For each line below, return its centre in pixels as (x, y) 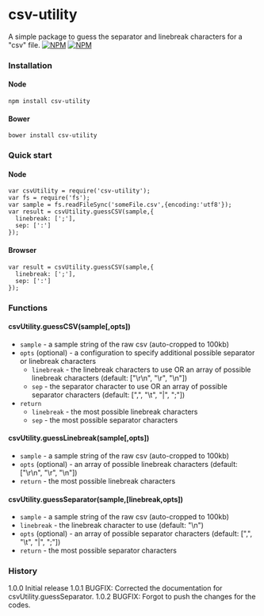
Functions (28, 308)
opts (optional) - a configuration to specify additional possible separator (137, 352)
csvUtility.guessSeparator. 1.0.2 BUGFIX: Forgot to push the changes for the (132, 597)
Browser (23, 250)
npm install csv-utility (49, 101)
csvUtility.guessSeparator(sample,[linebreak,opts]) (96, 499)
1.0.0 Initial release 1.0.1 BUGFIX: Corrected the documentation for (115, 588)
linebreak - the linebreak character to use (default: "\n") (112, 526)
